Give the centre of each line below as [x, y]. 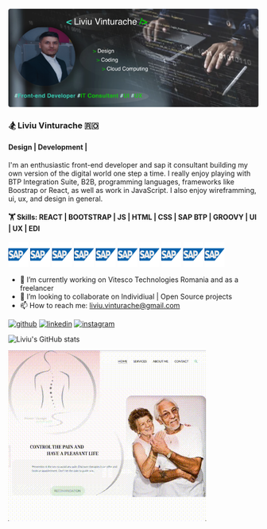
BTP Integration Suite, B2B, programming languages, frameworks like [121, 181]
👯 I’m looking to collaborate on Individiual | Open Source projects [126, 296]
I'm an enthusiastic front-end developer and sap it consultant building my [128, 164]
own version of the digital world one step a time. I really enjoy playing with [130, 173]
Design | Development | [48, 147]
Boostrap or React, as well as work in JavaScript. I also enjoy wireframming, [132, 190]
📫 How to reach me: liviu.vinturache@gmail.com [100, 305]
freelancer [37, 288]
